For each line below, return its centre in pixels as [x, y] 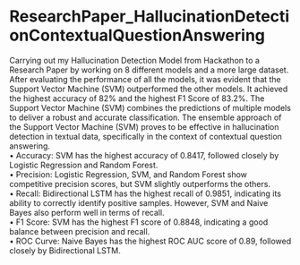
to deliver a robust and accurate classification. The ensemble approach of [146, 117]
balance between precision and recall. [80, 231]
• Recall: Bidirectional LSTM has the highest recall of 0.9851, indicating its [146, 193]
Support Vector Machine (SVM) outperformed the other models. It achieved [149, 89]
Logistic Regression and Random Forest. [84, 165]
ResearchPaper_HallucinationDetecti [150, 17]
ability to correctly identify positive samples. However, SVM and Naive [139, 202]
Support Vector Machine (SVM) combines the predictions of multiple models [150, 107]
